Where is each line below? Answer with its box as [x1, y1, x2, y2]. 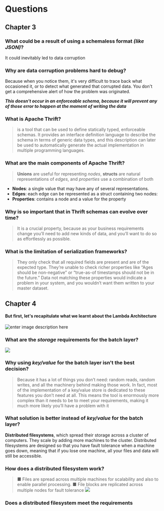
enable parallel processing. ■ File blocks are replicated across [17, 482, 143, 487]
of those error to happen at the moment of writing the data [5, 103, 127, 109]
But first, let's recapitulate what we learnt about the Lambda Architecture [5, 313, 157, 319]
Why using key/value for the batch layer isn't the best [5, 359, 135, 366]
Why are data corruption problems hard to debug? [5, 67, 126, 74]
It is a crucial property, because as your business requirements [17, 225, 144, 231]
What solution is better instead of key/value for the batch [5, 415, 143, 422]
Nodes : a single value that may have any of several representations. [12, 185, 149, 192]
